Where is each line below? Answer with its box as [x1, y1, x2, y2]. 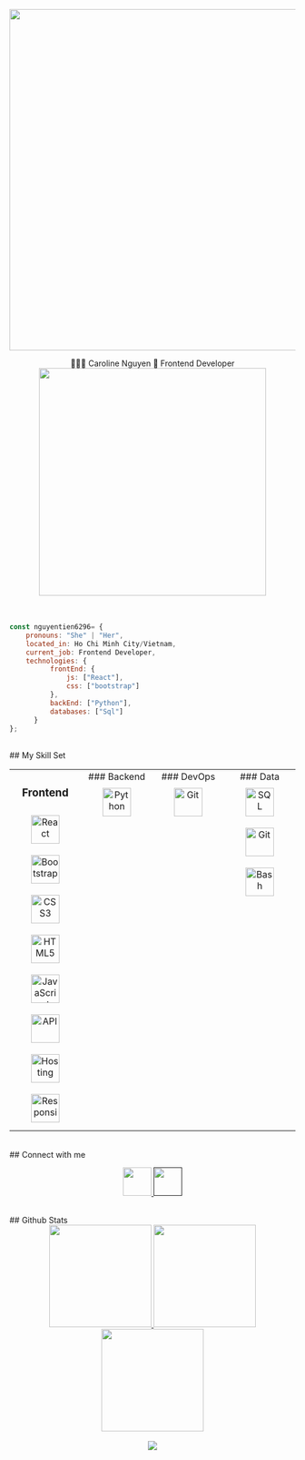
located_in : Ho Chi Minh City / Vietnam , [25, 639, 177, 648]
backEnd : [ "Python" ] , [49, 698, 132, 707]
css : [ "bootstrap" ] [66, 682, 141, 691]
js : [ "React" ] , [66, 674, 124, 683]
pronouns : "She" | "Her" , [25, 631, 124, 640]
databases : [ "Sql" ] [49, 706, 124, 716]
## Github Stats [9, 1215, 68, 1226]
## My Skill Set [9, 750, 66, 761]
